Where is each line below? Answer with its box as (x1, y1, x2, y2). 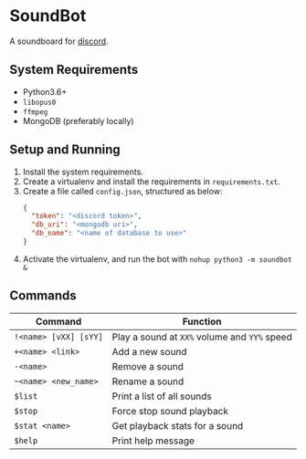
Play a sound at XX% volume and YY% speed (111, 330, 292, 343)
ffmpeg (22, 107, 48, 117)
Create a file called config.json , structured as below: (22, 185, 223, 196)
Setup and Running (9, 142, 121, 158)
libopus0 (22, 98, 57, 107)
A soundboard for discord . (9, 36, 109, 47)
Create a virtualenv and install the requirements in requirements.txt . (22, 175, 280, 187)
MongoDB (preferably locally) (22, 115, 134, 126)
